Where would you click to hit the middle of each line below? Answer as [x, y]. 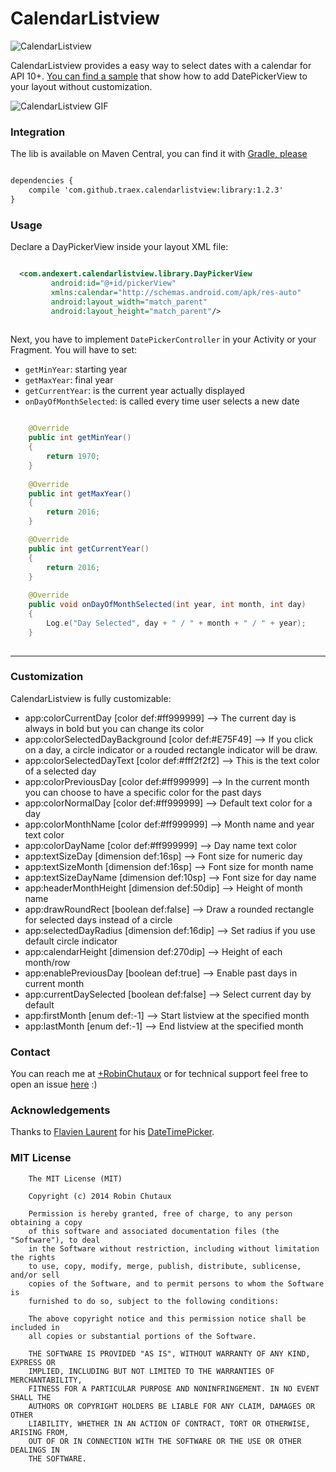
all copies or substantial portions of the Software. [142, 1336]
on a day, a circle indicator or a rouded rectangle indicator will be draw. [171, 749]
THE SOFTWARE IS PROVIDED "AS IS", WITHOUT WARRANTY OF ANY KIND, [169, 1353]
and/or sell [35, 1275]
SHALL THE [31, 1397]
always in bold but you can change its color [114, 728]
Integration [38, 132]
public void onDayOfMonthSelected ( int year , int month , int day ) [167, 605]
